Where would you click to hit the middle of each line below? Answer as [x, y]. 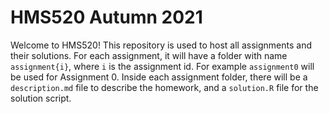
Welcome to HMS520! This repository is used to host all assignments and [161, 45]
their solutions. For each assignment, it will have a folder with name [149, 55]
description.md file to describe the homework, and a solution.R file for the [164, 87]
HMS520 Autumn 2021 [106, 17]
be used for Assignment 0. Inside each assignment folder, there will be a [159, 77]
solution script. [41, 98]
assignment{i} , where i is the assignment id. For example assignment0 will [162, 66]
